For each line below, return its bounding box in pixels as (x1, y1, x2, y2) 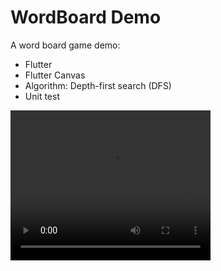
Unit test (24, 90, 60, 102)
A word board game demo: (10, 39, 121, 51)
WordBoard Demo (10, 6, 162, 29)
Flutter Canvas (24, 69, 86, 81)
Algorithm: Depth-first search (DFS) (24, 79, 172, 91)
